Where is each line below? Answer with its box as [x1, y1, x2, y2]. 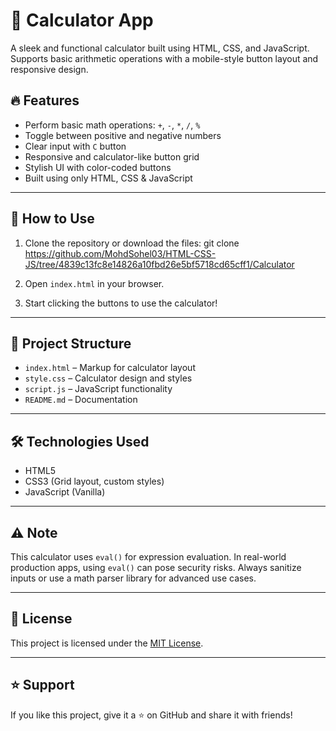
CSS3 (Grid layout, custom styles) [24, 475, 165, 488]
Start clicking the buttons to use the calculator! [24, 297, 218, 309]
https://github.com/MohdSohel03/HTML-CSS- [24, 247, 217, 259]
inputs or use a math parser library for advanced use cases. [10, 572, 257, 584]
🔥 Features [10, 92, 80, 109]
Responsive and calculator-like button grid [24, 150, 200, 163]
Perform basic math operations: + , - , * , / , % [24, 119, 201, 131]
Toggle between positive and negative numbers [24, 129, 222, 141]
